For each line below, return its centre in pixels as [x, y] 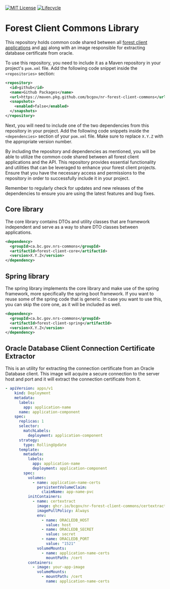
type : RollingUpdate [45, 445]
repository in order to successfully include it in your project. [68, 178]
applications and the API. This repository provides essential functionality [81, 162]
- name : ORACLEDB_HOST [65, 520]
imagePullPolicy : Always [63, 511]
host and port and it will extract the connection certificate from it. [73, 379]
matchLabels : [37, 431]
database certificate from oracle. [39, 53]
